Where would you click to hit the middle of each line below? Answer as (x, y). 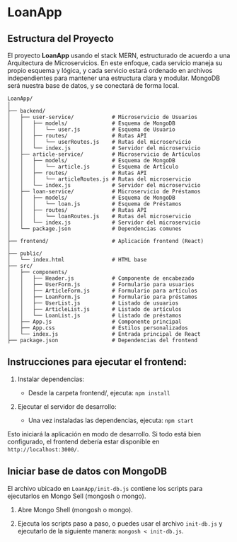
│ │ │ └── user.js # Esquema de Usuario (91, 130)
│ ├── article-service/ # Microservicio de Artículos (104, 154)
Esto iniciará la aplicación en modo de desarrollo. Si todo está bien (104, 434)
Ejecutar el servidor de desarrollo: (67, 406)
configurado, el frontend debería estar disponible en (83, 441)
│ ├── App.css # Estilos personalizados (98, 328)
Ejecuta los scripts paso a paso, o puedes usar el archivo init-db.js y (120, 523)
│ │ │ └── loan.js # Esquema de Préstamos (94, 204)
